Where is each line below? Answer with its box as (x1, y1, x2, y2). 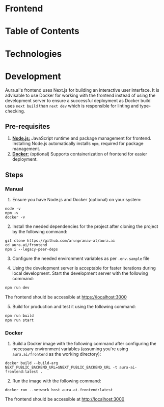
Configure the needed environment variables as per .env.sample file (12, 256, 150, 261)
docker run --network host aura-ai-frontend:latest (5, 387, 113, 392)
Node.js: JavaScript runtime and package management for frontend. (12, 135, 151, 141)
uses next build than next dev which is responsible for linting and (5, 103, 139, 109)
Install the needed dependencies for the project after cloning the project (12, 223, 158, 229)
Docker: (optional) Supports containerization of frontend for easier (12, 151, 147, 157)
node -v (5, 206, 21, 211)
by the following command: (12, 229, 68, 234)
